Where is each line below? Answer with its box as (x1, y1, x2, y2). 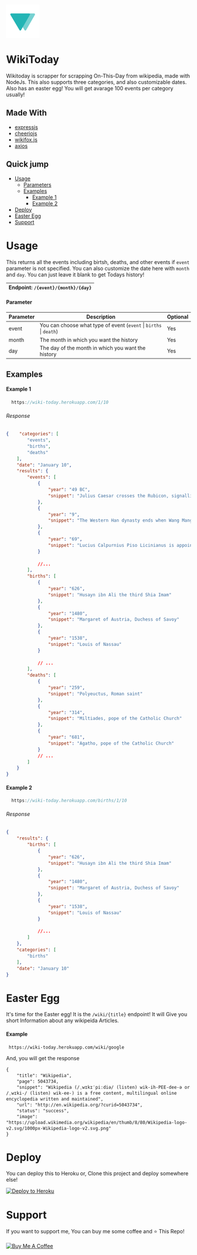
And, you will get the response (6, 1054, 80, 1061)
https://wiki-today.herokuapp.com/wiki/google (8, 1044, 125, 1050)
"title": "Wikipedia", (16, 1073, 72, 1078)
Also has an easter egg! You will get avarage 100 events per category (6, 84, 174, 92)
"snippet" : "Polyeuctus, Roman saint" (47, 691, 143, 696)
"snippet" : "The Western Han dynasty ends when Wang (47, 517, 180, 523)
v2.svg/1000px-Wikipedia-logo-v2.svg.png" (6, 1125, 111, 1131)
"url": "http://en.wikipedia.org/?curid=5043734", (16, 1102, 143, 1108)
